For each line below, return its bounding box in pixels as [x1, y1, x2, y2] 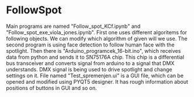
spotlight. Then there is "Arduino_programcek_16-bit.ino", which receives [6, 47, 181, 54]
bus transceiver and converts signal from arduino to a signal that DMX [6, 59, 175, 67]
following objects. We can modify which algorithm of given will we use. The [6, 35, 188, 42]
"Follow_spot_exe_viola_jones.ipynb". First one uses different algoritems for [6, 28, 188, 35]
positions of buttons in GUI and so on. [6, 84, 98, 91]
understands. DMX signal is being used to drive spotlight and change [6, 66, 172, 73]
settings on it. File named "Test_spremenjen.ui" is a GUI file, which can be [6, 72, 184, 79]
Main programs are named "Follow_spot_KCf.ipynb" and [6, 23, 141, 30]
